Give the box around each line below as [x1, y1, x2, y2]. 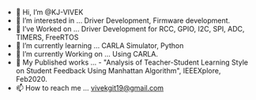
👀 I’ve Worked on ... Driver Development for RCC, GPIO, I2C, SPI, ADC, [15, 24, 245, 33]
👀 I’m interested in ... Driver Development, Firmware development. [15, 16, 231, 25]
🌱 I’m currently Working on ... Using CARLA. [15, 50, 159, 58]
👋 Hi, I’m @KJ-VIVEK [15, 8, 84, 17]
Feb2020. [15, 75, 47, 83]
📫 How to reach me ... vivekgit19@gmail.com [15, 83, 164, 92]
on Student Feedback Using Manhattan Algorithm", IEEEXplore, [15, 66, 221, 75]
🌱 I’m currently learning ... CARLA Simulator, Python [15, 41, 184, 50]
